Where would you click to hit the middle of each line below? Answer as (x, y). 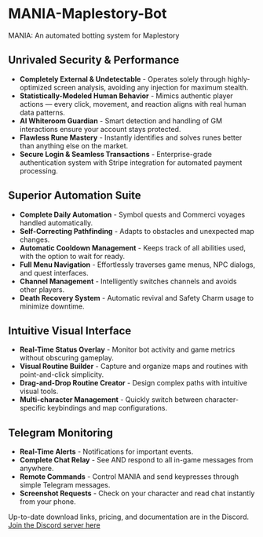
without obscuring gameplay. (66, 358)
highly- (239, 79)
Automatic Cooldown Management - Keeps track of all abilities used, (132, 247)
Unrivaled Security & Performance (94, 60)
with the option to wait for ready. (72, 256)
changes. (35, 239)
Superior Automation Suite (75, 196)
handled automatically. (56, 223)
